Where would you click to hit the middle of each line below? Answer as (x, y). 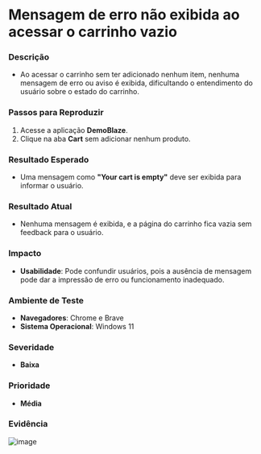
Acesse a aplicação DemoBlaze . (74, 130)
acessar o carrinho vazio (93, 32)
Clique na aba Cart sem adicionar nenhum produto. (105, 138)
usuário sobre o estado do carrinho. (79, 92)
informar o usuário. (52, 186)
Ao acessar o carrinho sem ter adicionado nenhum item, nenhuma (130, 75)
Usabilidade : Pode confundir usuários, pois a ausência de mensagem (136, 270)
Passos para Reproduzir (56, 113)
